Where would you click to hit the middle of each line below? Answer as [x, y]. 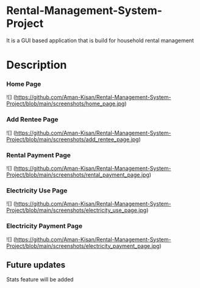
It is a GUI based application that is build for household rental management [100, 40]
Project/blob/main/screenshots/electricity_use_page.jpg [77, 210]
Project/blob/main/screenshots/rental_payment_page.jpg [78, 175]
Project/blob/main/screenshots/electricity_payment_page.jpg [83, 246]
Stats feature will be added [40, 279]
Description [37, 65]
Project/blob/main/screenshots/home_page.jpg [66, 104]
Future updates [36, 265]
